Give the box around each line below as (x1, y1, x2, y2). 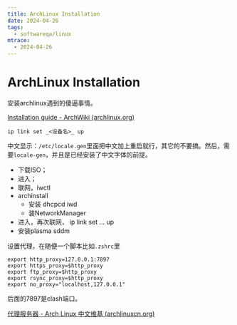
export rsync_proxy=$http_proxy (7, 274, 103, 282)
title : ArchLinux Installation (7, 10, 100, 18)
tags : (7, 24, 23, 31)
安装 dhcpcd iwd (28, 200, 78, 208)
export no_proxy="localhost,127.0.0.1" (7, 281, 126, 288)
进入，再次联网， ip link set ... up (17, 217, 115, 226)
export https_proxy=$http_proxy (7, 262, 103, 269)
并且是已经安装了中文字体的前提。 (51, 150, 152, 159)
